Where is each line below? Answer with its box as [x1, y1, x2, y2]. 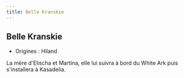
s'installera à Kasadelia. [6, 66, 66, 73]
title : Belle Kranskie [6, 9, 64, 15]
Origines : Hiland [15, 48, 57, 55]
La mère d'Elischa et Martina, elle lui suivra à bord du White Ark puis [6, 59, 178, 67]
